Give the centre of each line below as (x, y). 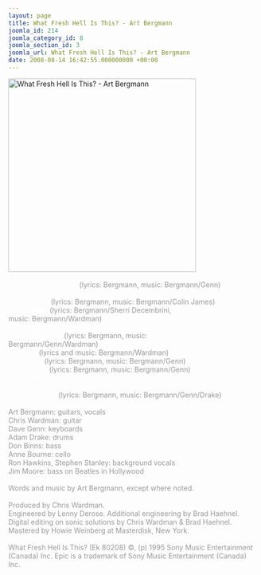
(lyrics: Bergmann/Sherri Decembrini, (111, 310)
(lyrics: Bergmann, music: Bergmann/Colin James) (133, 301)
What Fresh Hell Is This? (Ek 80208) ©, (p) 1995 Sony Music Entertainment (130, 547)
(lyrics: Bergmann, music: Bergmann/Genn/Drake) (140, 395)
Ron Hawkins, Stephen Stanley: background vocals (92, 463)
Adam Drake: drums (41, 437)
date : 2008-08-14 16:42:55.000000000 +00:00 (83, 61)
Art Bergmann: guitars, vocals (57, 412)
